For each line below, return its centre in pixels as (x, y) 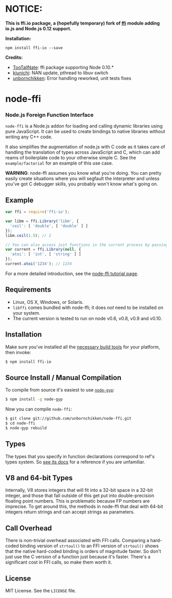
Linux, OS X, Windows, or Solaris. (48, 302)
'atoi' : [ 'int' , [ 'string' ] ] (46, 254)
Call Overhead (29, 528)
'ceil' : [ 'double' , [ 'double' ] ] (49, 226)
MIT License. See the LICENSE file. (41, 591)
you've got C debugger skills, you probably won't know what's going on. (82, 184)
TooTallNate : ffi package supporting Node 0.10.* (63, 67)
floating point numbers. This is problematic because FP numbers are (78, 501)
